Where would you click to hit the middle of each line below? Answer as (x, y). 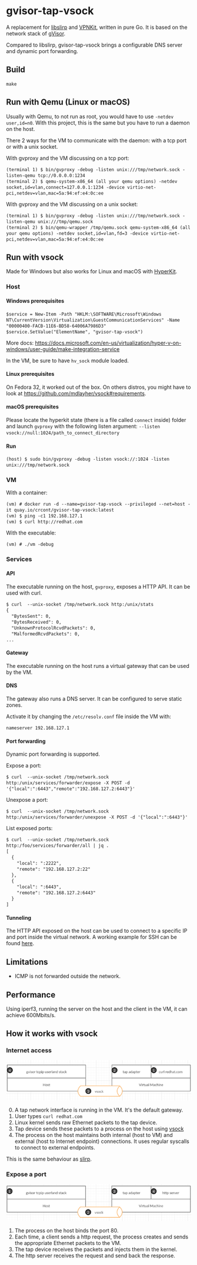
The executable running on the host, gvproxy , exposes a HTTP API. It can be (98, 586)
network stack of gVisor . (36, 33)
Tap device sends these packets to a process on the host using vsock (99, 1129)
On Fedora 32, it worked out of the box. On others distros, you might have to (98, 387)
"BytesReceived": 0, (36, 622)
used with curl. (24, 593)
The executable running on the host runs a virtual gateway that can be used (98, 666)
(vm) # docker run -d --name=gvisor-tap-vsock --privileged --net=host (96, 504)
